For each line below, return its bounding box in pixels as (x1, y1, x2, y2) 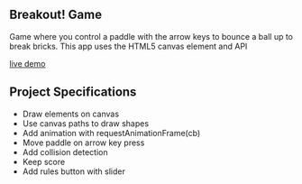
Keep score (22, 156, 66, 167)
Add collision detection (22, 146, 108, 157)
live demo (9, 58, 46, 69)
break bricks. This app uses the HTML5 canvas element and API (9, 41, 248, 51)
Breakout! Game (9, 7, 102, 23)
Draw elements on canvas (22, 108, 120, 119)
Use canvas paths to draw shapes (22, 117, 150, 129)
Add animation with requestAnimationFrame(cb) (22, 127, 201, 138)
